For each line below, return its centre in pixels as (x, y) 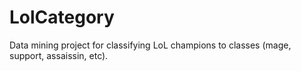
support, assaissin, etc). (59, 55)
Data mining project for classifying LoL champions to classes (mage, (150, 45)
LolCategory (62, 17)
